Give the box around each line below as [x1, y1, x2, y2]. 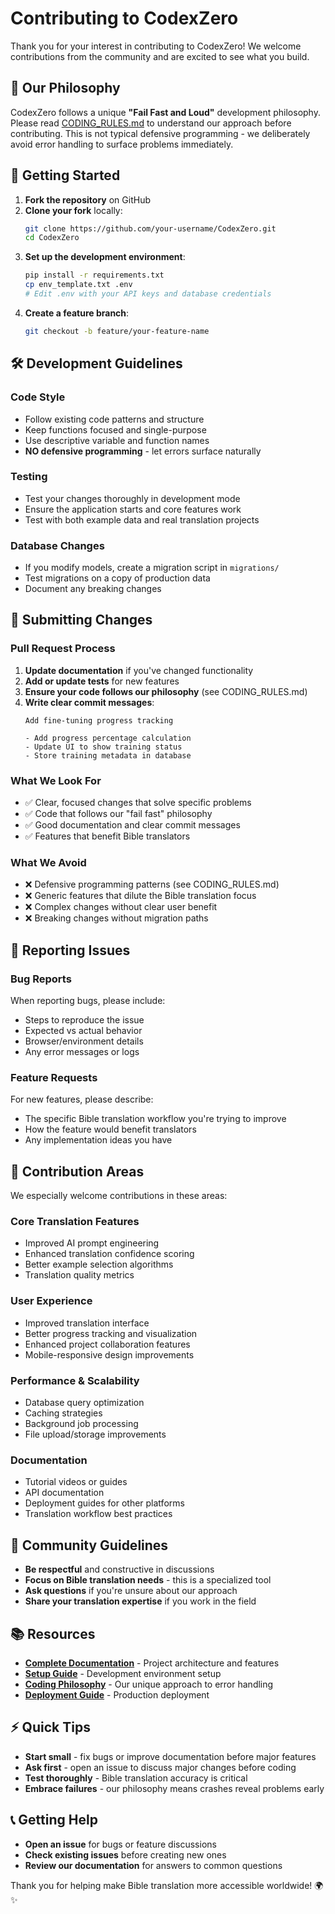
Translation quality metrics [24, 1269, 135, 1281]
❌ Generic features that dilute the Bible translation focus [24, 890, 257, 902]
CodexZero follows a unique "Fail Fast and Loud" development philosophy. [10, 106, 321, 118]
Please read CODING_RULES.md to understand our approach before [10, 117, 292, 129]
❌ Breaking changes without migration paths [24, 912, 209, 924]
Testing [10, 470, 48, 484]
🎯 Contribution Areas [10, 1163, 145, 1180]
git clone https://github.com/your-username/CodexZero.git [24, 223, 277, 234]
